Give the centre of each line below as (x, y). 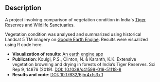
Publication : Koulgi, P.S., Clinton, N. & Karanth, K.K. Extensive (74, 59)
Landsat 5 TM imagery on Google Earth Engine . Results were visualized (77, 39)
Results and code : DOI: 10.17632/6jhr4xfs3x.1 (58, 74)
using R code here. (24, 44)
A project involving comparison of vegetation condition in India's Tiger (75, 19)
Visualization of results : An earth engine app (58, 54)
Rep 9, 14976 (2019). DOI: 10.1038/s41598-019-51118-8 (67, 69)
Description (23, 8)
